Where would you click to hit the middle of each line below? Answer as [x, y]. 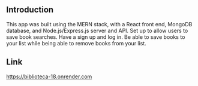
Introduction [30, 10]
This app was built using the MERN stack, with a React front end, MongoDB [99, 24]
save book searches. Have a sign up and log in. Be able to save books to [96, 37]
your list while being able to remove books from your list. [76, 43]
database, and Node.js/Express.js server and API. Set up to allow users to [97, 30]
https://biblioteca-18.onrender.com [49, 76]
